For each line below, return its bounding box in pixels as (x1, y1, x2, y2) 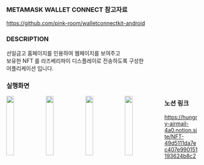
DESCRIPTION (6, 35, 49, 43)
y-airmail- (164, 120, 189, 127)
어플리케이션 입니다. (6, 65, 54, 72)
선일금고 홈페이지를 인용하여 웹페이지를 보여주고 (6, 49, 121, 57)
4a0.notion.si (164, 126, 197, 133)
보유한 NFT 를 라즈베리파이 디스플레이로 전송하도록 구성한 (6, 57, 144, 65)
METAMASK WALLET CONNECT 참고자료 (6, 5, 128, 13)
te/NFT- (164, 133, 185, 140)
